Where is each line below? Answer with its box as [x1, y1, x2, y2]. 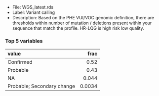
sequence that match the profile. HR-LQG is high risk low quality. [12, 25, 144, 31]
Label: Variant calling [12, 9, 55, 15]
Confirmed [7, 59, 33, 66]
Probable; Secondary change [7, 83, 76, 90]
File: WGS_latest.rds [12, 4, 53, 10]
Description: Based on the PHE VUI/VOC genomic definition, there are [12, 15, 155, 20]
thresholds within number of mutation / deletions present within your [12, 20, 152, 26]
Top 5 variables [5, 37, 43, 44]
